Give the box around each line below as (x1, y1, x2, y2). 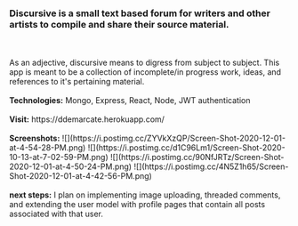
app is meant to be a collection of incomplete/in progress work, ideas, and (9, 67, 282, 77)
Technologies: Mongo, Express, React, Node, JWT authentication (9, 95, 251, 106)
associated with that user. (9, 208, 104, 220)
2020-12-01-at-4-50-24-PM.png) (9, 161, 132, 172)
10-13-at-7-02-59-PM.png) (9, 152, 109, 163)
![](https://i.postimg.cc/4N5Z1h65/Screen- (133, 161, 289, 172)
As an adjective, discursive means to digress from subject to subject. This (9, 57, 280, 69)
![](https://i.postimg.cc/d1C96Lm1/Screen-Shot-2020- (87, 142, 286, 153)
